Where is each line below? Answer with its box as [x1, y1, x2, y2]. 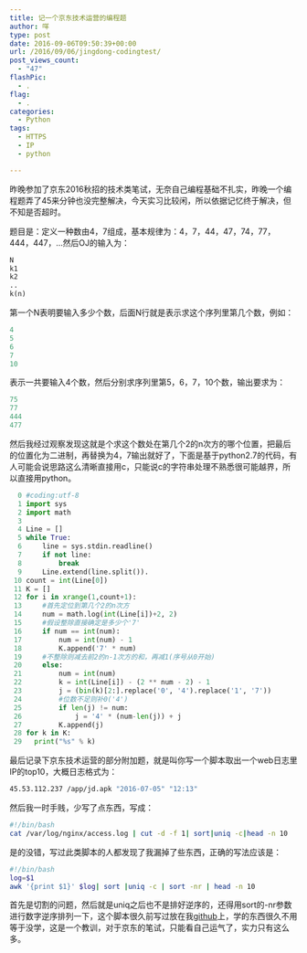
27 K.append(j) [13, 720, 104, 729]
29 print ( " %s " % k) [13, 737, 96, 747]
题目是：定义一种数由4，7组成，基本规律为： [9, 226, 180, 237]
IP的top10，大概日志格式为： [9, 767, 118, 778]
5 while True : [17, 534, 71, 543]
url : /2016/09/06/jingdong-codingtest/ [9, 48, 162, 57]
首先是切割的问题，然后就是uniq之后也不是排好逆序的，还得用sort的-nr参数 [9, 899, 292, 910]
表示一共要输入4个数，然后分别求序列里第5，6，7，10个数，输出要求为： [9, 376, 286, 388]
